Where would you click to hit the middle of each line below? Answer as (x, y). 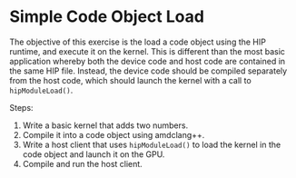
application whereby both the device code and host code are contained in (148, 61)
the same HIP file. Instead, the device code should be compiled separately (148, 71)
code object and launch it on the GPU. (94, 154)
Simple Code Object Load (107, 17)
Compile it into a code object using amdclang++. (113, 134)
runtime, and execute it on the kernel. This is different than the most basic (148, 51)
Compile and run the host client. (82, 163)
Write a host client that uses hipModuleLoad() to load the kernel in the (152, 144)
